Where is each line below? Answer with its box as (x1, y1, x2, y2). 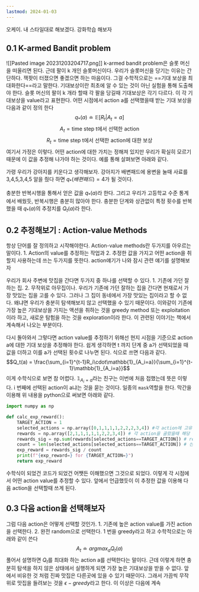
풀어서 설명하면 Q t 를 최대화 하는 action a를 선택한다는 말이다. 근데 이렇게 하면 (6, 556, 185, 565)
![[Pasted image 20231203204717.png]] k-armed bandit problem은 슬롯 (6, 60, 179, 67)
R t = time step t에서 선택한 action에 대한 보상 (46, 137, 153, 145)
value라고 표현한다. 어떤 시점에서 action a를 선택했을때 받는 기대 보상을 (26, 97, 192, 104)
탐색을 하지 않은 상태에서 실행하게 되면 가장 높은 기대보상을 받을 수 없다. (17, 565, 183, 572)
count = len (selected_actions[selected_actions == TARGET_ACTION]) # (17, 441, 187, 448)
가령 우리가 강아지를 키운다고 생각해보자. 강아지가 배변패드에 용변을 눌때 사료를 (6, 168, 188, 175)
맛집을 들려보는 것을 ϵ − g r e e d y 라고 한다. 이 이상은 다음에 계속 (17, 580, 161, 587)
